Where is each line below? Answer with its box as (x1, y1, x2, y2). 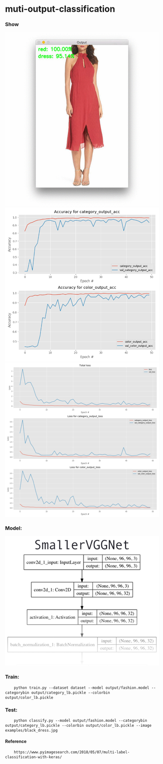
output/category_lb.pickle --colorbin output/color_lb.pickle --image (5, 723, 152, 728)
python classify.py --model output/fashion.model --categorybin (14, 718, 147, 723)
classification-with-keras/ (5, 755, 62, 760)
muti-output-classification (5, 3, 116, 15)
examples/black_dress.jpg (5, 728, 58, 733)
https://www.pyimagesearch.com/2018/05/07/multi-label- (14, 750, 130, 755)
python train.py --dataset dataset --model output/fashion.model (14, 685, 150, 690)
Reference (5, 738, 27, 744)
